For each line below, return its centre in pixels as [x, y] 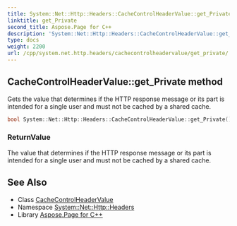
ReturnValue [29, 137]
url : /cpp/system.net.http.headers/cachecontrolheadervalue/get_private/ [118, 54]
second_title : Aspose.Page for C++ [60, 27]
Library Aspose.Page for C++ [60, 214]
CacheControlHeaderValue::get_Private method [115, 82]
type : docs [23, 40]
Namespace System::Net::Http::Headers [76, 207]
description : [26, 34]
